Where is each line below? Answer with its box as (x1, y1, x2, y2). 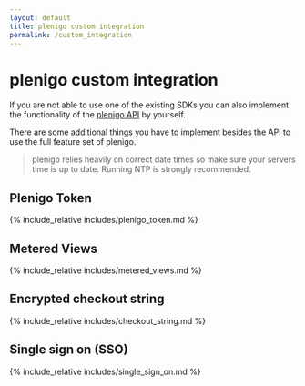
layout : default (9, 13, 71, 23)
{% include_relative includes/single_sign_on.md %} (9, 366, 201, 377)
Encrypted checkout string (9, 291, 165, 307)
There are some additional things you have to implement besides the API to (9, 127, 291, 137)
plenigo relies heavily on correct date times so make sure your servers (31, 154, 296, 165)
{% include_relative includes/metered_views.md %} (9, 265, 202, 276)
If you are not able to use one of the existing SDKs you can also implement (9, 99, 290, 110)
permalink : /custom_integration (9, 30, 132, 39)
